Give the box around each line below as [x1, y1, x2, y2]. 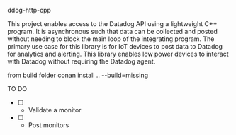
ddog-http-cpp [7, 6, 52, 14]
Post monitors [28, 121, 69, 129]
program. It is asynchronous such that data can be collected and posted [7, 28, 218, 35]
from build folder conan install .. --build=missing [7, 71, 149, 79]
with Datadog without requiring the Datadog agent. [7, 57, 156, 66]
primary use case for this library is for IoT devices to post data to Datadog [7, 42, 223, 50]
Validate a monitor [28, 106, 82, 114]
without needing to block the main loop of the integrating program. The [7, 35, 215, 43]
